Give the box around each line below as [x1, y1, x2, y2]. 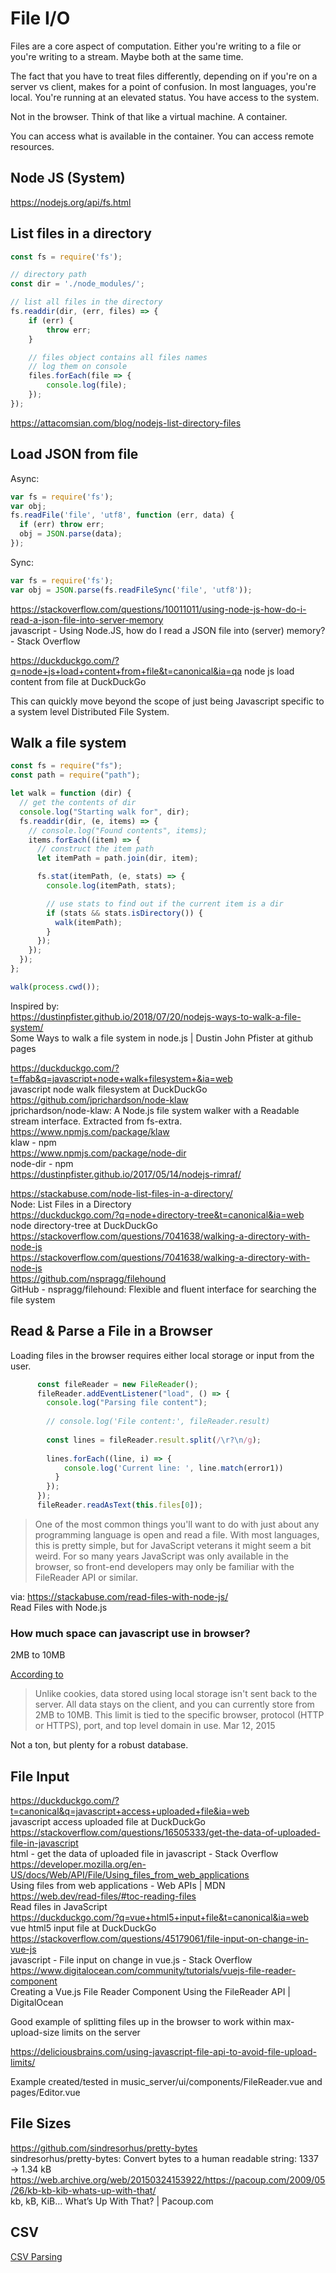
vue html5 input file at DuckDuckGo [10, 1922, 157, 1934]
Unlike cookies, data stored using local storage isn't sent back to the [34, 1688, 318, 1700]
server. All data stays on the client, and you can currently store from [34, 1698, 315, 1711]
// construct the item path [36, 844, 155, 854]
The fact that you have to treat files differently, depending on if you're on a [10, 70, 318, 82]
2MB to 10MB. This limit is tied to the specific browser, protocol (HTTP [34, 1709, 325, 1721]
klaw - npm [10, 1136, 57, 1148]
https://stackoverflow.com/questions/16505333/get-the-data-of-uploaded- [10, 1826, 321, 1838]
